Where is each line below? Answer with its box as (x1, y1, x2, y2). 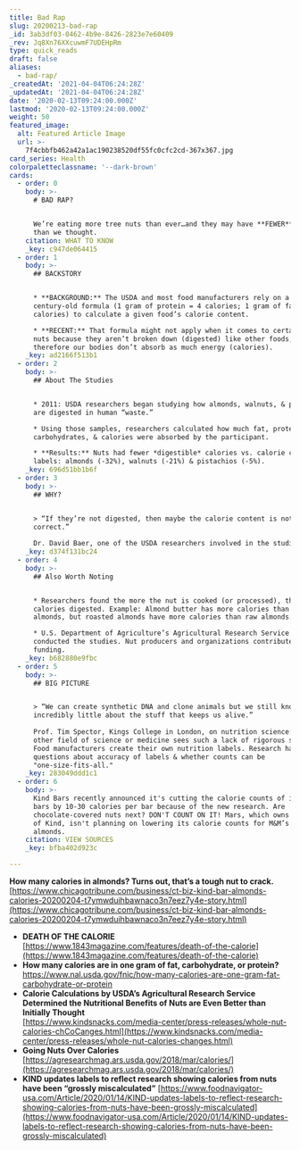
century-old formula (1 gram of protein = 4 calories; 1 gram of (32, 302, 281, 311)
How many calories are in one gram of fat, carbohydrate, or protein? (21, 960, 279, 970)
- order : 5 (17, 662, 58, 671)
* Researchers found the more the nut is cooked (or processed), (32, 596, 281, 605)
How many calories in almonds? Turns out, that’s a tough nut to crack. (9, 876, 274, 887)
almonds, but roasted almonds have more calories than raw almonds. (32, 612, 294, 621)
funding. (32, 646, 66, 654)
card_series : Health (9, 154, 87, 163)
